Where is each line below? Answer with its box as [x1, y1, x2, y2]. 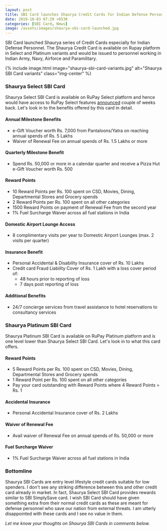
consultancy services [12, 309, 56, 315]
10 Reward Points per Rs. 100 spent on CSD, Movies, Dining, [12, 188, 135, 195]
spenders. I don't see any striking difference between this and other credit [5, 484, 158, 490]
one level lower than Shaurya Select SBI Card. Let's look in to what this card [5, 338, 161, 344]
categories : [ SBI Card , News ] [5, 21, 68, 26]
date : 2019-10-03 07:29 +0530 [5, 16, 68, 21]
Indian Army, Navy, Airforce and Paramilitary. [5, 55, 97, 61]
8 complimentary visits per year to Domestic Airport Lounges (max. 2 [12, 232, 154, 238]
